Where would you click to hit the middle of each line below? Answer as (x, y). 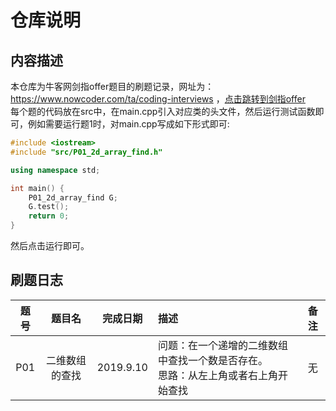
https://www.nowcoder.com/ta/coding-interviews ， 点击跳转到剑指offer (158, 99)
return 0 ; (49, 216)
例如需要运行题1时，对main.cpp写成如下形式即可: (128, 124)
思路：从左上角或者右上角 (217, 375)
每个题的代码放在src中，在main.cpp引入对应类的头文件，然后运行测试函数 (163, 111)
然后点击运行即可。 (50, 245)
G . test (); (49, 207)
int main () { (37, 188)
